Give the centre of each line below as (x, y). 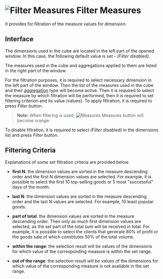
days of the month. (31, 187)
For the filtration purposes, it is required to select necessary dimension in (78, 80)
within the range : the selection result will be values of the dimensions (82, 246)
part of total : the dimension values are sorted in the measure (73, 216)
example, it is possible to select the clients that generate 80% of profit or (85, 231)
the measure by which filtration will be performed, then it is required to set (80, 95)
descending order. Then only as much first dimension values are (76, 221)
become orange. (33, 120)
